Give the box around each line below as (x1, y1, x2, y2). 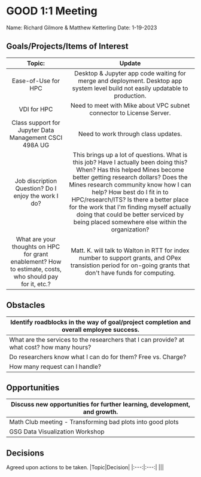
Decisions (6, 448, 44, 458)
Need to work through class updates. (78, 130, 182, 138)
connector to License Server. (89, 109, 171, 117)
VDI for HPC (19, 105, 53, 113)
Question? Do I (15, 184, 57, 192)
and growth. (83, 408, 118, 416)
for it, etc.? (20, 280, 51, 288)
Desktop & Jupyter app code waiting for (74, 69, 187, 77)
